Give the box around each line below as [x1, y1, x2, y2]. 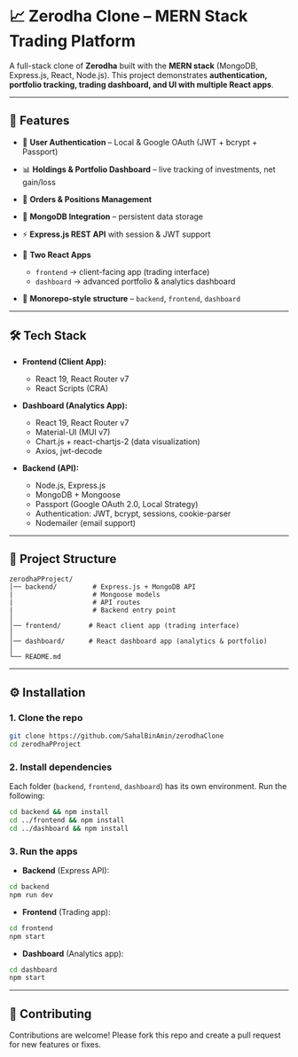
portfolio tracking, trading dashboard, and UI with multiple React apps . [9, 79, 274, 90]
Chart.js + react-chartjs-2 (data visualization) [35, 435, 201, 447]
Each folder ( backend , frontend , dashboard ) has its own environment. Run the [9, 781, 287, 792]
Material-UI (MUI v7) [35, 427, 111, 437]
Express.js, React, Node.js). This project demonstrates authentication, [9, 69, 268, 80]
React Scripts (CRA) [35, 382, 109, 394]
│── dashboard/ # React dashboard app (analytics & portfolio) [9, 637, 268, 646]
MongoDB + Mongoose [35, 489, 122, 500]
